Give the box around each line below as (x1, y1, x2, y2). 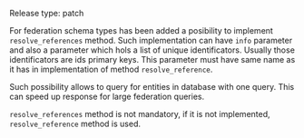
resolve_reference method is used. (9, 118, 141, 129)
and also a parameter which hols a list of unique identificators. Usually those (9, 44, 295, 55)
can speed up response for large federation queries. (9, 91, 205, 102)
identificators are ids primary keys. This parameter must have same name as (9, 54, 296, 64)
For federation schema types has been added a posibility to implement (9, 25, 274, 35)
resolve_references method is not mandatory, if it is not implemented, (9, 109, 270, 119)
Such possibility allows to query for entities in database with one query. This (9, 82, 295, 92)
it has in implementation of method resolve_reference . (9, 64, 213, 74)
